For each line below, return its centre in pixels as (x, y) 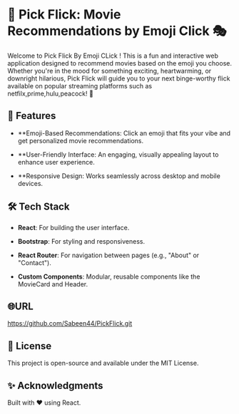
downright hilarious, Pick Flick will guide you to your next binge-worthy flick (119, 78)
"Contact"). (34, 262)
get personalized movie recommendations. (81, 140)
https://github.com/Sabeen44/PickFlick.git (70, 324)
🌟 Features (32, 116)
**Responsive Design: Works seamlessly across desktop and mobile (119, 176)
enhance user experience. (56, 162)
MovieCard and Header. (52, 284)
